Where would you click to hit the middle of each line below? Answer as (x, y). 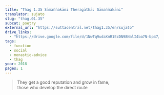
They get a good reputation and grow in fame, (63, 82)
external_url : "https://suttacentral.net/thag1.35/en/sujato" (70, 28)
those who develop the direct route (52, 87)
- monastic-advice (28, 55)
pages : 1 (14, 69)
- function (20, 46)
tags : (10, 41)
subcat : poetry (20, 23)
